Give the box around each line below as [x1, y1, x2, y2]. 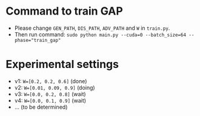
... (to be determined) [14, 103, 68, 111]
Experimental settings [5, 58, 119, 71]
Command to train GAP [5, 4, 124, 18]
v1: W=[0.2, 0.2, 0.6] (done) [14, 77, 87, 84]
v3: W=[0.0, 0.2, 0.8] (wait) [14, 90, 86, 98]
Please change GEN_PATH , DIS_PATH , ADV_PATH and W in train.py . [14, 24, 170, 32]
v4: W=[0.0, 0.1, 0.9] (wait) [14, 97, 86, 104]
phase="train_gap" [14, 37, 61, 43]
